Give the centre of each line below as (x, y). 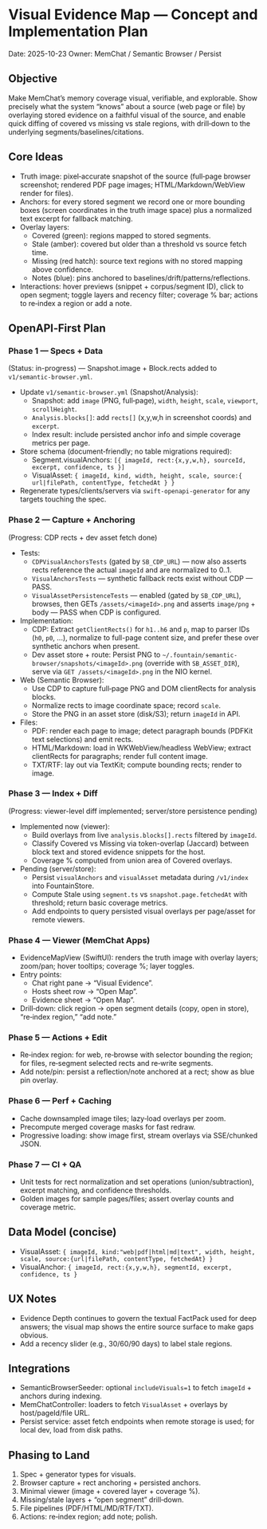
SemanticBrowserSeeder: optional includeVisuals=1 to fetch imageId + (136, 1388)
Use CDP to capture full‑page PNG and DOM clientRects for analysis (144, 688)
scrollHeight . (54, 409)
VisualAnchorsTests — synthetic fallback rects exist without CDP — (142, 578)
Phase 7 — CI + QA (45, 1164)
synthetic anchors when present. (86, 646)
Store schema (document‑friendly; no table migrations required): (126, 451)
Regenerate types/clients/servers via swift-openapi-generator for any (135, 491)
